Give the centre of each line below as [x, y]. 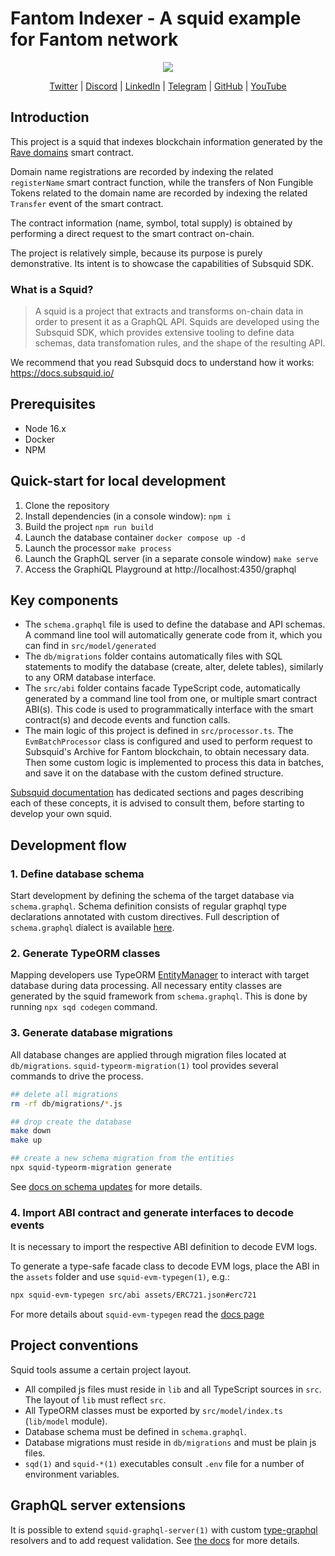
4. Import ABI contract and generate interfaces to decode [152, 1212]
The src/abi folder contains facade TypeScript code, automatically [162, 688]
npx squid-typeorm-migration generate [91, 1168]
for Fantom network [94, 39]
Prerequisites [53, 404]
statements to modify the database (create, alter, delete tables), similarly [174, 667]
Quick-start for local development [118, 481]
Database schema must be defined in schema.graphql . [135, 1431]
